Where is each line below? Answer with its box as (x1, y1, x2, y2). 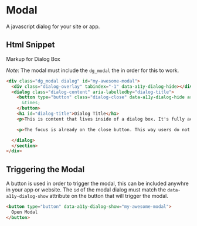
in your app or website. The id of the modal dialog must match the (6, 186, 166, 193)
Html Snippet (6, 40, 55, 50)
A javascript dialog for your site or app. (6, 23, 100, 30)
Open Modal (11, 209, 38, 215)
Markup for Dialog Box (6, 55, 60, 62)
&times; (21, 100, 41, 106)
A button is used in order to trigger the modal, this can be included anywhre (6, 180, 189, 187)
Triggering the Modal (6, 165, 85, 174)
